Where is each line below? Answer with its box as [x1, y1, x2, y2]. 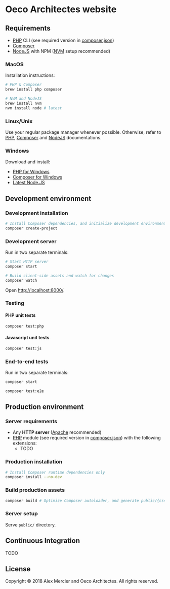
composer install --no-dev [5, 475, 62, 480]
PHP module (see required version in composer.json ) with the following [12, 435, 161, 441]
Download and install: [5, 159, 51, 165]
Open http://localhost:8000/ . [5, 287, 65, 293]
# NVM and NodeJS [5, 96, 42, 101]
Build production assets [5, 487, 65, 494]
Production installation [5, 458, 62, 465]
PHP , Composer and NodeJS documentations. [5, 134, 102, 140]
